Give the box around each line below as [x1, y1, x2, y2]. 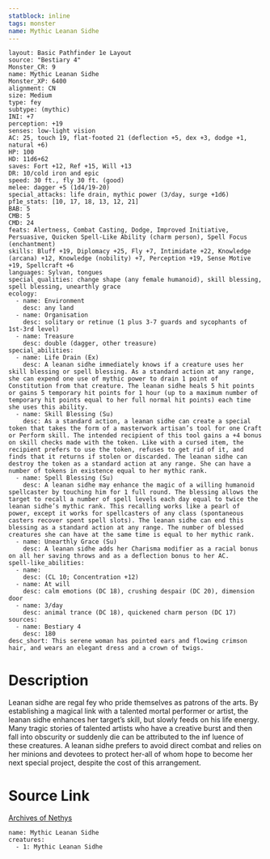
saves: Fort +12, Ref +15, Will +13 [8, 163, 132, 171]
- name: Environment [15, 297, 85, 305]
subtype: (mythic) [8, 106, 70, 114]
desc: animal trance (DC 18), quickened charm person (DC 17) [23, 609, 237, 617]
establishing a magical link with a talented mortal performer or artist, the [8, 706, 249, 717]
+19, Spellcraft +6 [8, 262, 74, 270]
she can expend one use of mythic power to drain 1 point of [8, 375, 219, 383]
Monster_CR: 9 [8, 63, 57, 71]
